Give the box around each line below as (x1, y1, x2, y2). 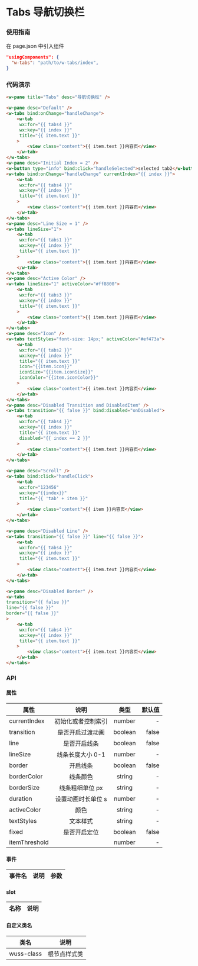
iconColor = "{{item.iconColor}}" (19, 375, 99, 381)
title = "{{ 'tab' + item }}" (19, 495, 88, 501)
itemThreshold (9, 838, 49, 846)
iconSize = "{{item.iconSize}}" (19, 369, 94, 375)
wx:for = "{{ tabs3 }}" (19, 292, 72, 298)
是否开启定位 (63, 828, 99, 836)
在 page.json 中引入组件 (6, 43, 64, 50)
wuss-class (9, 949, 42, 958)
